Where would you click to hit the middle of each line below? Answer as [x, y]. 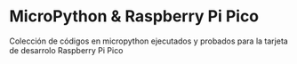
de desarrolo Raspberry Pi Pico [66, 50]
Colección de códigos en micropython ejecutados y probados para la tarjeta [149, 41]
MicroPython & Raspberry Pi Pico [134, 16]
